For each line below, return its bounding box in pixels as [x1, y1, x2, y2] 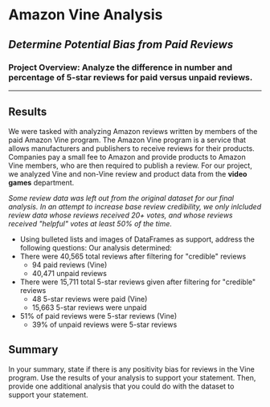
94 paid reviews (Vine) [31, 259, 108, 270]
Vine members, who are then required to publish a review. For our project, [8, 161, 253, 170]
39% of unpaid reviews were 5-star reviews [31, 319, 178, 329]
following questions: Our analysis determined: [19, 242, 173, 252]
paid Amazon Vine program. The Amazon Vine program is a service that [8, 135, 247, 144]
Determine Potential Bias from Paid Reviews [8, 38, 234, 51]
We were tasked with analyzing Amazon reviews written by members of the [8, 126, 258, 136]
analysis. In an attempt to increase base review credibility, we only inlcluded [8, 201, 262, 211]
